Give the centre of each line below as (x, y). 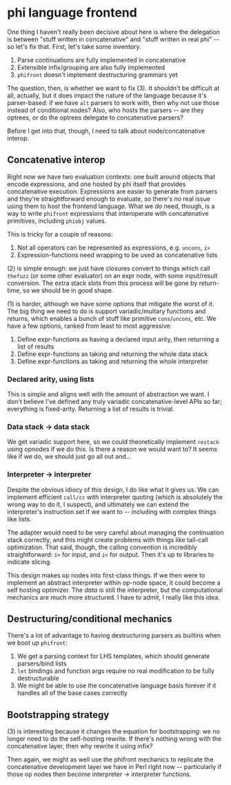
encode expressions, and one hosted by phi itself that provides (97, 184)
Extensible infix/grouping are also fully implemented (91, 67)
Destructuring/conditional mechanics (90, 619)
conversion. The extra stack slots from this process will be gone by (102, 283)
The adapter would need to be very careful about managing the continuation (115, 532)
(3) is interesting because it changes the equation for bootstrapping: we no (114, 732)
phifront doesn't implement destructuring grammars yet (97, 75)
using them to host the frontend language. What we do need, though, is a (111, 206)
